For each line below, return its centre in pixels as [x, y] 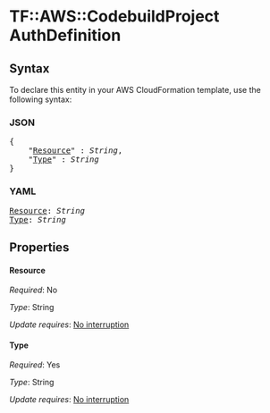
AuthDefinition [65, 35]
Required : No [34, 290]
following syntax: [41, 99]
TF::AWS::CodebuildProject [114, 17]
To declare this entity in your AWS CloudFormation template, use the [135, 90]
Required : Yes [35, 365]
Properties [39, 247]
